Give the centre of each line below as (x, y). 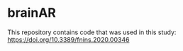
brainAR (32, 13)
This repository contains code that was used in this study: (92, 32)
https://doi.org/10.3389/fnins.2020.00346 (68, 39)
